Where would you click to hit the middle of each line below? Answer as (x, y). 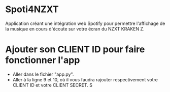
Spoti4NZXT (32, 9)
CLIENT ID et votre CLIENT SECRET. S (53, 85)
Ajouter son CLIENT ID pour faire (75, 50)
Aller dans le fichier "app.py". (43, 74)
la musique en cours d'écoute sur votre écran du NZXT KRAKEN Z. (75, 28)
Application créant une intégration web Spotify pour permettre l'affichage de (85, 23)
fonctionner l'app (43, 60)
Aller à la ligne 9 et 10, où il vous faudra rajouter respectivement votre (85, 79)
